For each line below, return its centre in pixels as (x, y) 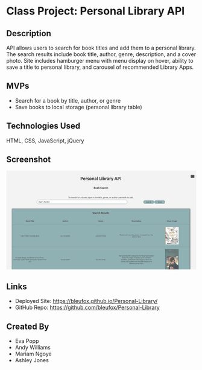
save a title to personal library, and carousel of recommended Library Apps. (100, 67)
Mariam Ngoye (33, 354)
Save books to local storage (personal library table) (79, 107)
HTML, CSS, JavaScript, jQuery (45, 141)
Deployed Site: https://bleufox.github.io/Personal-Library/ (86, 301)
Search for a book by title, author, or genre (68, 100)
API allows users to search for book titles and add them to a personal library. (101, 48)
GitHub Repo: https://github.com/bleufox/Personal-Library (87, 308)
